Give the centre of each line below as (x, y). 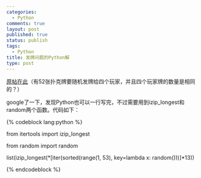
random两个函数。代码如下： (43, 109)
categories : (21, 12)
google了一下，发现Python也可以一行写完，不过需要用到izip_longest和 (96, 102)
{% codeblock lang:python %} (44, 122)
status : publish (27, 40)
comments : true (26, 23)
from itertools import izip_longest (48, 134)
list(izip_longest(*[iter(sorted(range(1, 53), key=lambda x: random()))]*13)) (100, 157)
